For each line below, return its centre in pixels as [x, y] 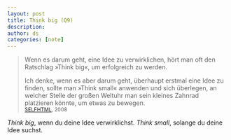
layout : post [26, 14]
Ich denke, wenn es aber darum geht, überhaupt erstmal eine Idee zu [124, 80]
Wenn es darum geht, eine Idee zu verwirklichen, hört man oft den [120, 59]
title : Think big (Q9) [40, 20]
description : [26, 27]
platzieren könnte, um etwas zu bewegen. [85, 103]
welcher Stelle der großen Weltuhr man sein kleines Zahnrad [112, 96]
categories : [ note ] [36, 40]
